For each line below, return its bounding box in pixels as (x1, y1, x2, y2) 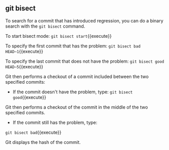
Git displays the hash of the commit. (5, 139, 81, 145)
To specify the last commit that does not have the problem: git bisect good (5, 58, 164, 64)
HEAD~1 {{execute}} (5, 48, 43, 54)
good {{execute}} (12, 94, 47, 100)
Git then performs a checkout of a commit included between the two (5, 73, 149, 80)
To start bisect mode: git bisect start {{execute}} (5, 33, 112, 39)
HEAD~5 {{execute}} (5, 63, 43, 69)
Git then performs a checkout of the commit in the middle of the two (5, 104, 148, 110)
